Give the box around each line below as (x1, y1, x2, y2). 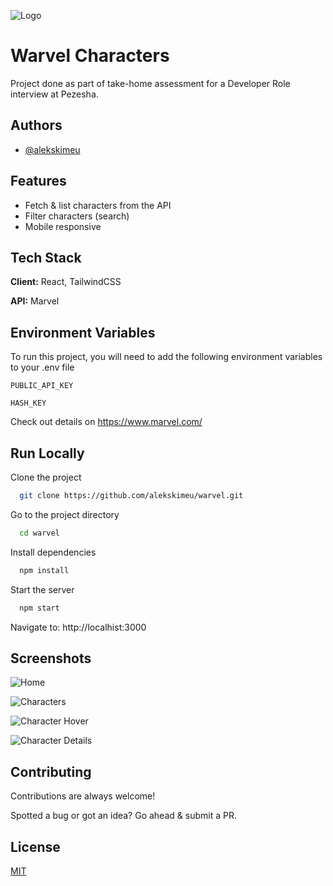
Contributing (10, 763, 92, 780)
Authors (10, 117, 63, 134)
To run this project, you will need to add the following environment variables (10, 351, 323, 363)
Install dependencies (10, 546, 97, 558)
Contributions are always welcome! (10, 790, 156, 802)
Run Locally (10, 445, 85, 462)
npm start (19, 603, 60, 613)
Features (10, 173, 67, 190)
